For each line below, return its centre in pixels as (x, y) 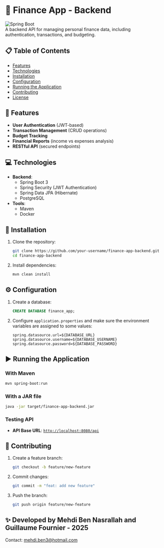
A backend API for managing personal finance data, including (68, 29)
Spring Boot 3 (34, 182)
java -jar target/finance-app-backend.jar (50, 407)
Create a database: (32, 302)
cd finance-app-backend (37, 256)
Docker (27, 214)
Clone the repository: (34, 242)
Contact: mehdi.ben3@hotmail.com (41, 540)
